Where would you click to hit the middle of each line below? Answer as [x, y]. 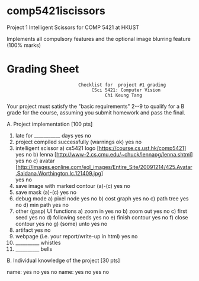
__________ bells [34, 249]
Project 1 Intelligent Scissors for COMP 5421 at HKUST [73, 27]
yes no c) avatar [35, 161]
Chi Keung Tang [123, 95]
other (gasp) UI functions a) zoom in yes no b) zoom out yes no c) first [101, 211]
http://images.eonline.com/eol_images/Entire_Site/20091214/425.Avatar [105, 167]
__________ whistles [38, 242]
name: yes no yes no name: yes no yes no [58, 272]
